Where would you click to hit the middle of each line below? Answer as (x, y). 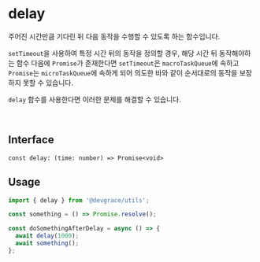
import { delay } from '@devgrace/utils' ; (79, 200)
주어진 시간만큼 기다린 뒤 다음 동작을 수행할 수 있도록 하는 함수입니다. (114, 36)
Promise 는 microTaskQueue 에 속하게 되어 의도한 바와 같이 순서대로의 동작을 (123, 72)
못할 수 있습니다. (48, 83)
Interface (31, 140)
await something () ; (47, 244)
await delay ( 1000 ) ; (47, 236)
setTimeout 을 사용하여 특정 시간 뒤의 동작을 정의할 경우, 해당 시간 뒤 (113, 53)
